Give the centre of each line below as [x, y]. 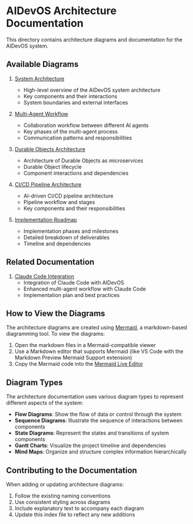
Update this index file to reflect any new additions [75, 515]
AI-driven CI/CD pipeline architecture [68, 196]
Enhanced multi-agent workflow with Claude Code [84, 289]
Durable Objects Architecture [50, 149]
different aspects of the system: [45, 403]
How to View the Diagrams [56, 313]
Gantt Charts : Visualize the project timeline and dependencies [90, 446]
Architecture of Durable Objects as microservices [83, 161]
